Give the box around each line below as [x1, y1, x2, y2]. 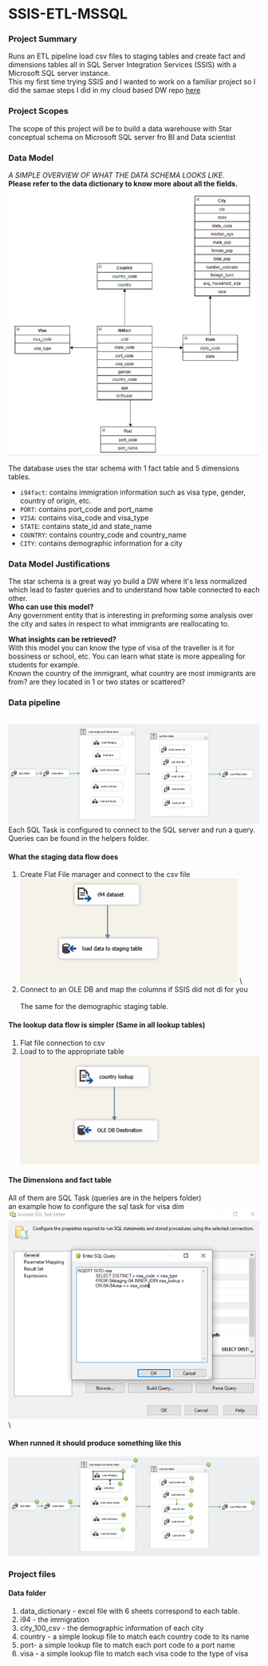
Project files [8, 1568, 56, 1580]
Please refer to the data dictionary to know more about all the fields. [8, 179, 238, 189]
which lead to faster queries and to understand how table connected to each [8, 585, 260, 595]
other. [8, 593, 28, 603]
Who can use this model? [8, 602, 94, 611]
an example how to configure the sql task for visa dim [8, 1201, 185, 1211]
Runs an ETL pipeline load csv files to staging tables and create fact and [8, 51, 246, 61]
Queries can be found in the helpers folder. [8, 834, 149, 843]
